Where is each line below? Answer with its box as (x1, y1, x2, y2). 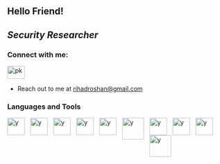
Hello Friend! (7, 6, 64, 17)
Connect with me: (7, 50, 69, 60)
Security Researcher (7, 29, 99, 41)
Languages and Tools (7, 102, 81, 111)
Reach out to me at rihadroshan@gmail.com (17, 84, 144, 93)
